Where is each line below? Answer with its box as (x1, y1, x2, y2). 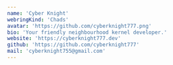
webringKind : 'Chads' (7, 16, 69, 23)
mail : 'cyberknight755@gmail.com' (7, 48, 106, 55)
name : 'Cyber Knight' (7, 9, 69, 17)
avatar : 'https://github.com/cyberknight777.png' (7, 22, 152, 29)
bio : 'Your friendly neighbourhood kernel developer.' (7, 28, 168, 36)
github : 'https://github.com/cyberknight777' (7, 41, 139, 48)
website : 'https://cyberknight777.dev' (7, 35, 122, 42)
